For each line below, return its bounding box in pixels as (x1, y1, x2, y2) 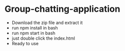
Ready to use (11, 40, 39, 46)
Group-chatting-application (4, 3, 121, 15)
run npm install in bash (11, 25, 58, 30)
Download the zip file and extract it (11, 20, 83, 25)
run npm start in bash (11, 30, 56, 36)
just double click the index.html (11, 35, 75, 41)
